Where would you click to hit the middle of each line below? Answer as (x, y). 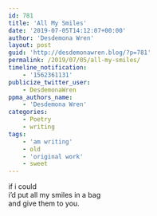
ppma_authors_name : (41, 97)
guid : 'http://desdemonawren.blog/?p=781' (80, 53)
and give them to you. (44, 203)
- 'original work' (53, 156)
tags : (17, 134)
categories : (28, 112)
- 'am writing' (48, 141)
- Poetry (37, 120)
